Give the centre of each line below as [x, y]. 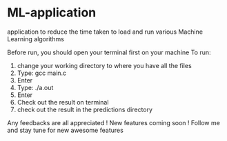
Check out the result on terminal [63, 102]
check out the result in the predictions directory [85, 109]
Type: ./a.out [35, 87]
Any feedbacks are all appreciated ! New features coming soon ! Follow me [114, 122]
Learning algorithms [36, 39]
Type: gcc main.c [42, 73]
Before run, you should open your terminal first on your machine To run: [109, 52]
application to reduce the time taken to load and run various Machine [105, 32]
